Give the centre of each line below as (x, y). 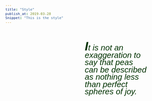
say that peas (109, 62)
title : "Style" (20, 9)
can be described (116, 70)
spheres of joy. (111, 92)
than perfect (106, 84)
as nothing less (112, 77)
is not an (108, 48)
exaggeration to (113, 55)
